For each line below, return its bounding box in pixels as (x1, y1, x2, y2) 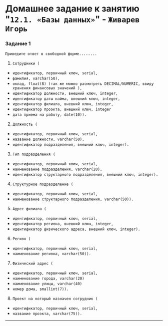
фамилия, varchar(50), (12, 76, 60, 81)
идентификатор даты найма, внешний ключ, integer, (12, 96, 120, 101)
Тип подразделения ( (12, 152, 55, 157)
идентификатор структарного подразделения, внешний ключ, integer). (12, 172, 158, 177)
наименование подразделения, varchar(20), (12, 167, 102, 172)
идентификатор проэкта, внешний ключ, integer (12, 107, 111, 112)
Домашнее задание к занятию (5, 3, 140, 14)
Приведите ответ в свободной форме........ (5, 51, 97, 56)
